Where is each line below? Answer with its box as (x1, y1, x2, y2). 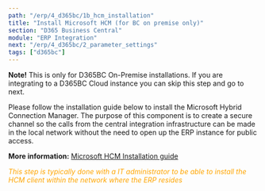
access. (8, 136, 34, 145)
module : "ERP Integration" (8, 33, 98, 42)
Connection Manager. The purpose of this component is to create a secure (8, 111, 252, 120)
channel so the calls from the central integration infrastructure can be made (8, 120, 255, 128)
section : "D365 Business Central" (8, 26, 123, 34)
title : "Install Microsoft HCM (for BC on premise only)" (8, 19, 204, 27)
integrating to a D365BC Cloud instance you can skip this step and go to (8, 78, 244, 88)
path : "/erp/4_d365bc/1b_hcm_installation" (8, 11, 155, 20)
